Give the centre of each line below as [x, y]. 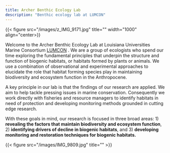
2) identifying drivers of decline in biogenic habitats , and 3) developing [82, 129]
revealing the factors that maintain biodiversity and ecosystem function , [83, 124]
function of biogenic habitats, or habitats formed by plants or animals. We [82, 61]
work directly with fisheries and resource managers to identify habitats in [82, 98]
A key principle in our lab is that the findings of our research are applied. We [85, 87]
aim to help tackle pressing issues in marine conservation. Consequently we [85, 92]
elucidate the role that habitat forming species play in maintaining [74, 71]
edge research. [21, 109]
